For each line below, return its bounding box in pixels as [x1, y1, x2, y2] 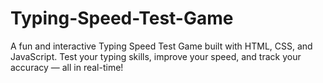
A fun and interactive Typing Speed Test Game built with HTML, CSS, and [10, 40, 313, 52]
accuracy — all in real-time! [10, 61, 124, 73]
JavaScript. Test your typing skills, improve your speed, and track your [10, 50, 302, 62]
